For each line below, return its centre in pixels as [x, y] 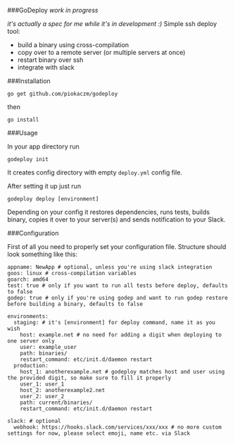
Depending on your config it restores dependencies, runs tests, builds [108, 212]
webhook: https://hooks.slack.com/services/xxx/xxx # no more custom [118, 427]
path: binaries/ [44, 353]
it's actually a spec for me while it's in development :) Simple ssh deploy [112, 24]
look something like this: [42, 254]
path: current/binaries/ [56, 402]
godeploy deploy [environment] [53, 199]
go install [23, 120]
